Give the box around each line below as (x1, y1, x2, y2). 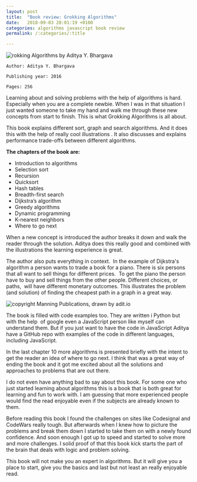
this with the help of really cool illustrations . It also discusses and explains (6, 131, 186, 138)
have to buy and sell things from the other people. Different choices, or (6, 276, 178, 283)
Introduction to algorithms (14, 160, 78, 167)
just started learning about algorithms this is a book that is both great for (6, 385, 182, 392)
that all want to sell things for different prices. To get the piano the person (6, 270, 186, 278)
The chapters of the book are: (6, 148, 81, 156)
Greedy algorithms (14, 204, 60, 211)
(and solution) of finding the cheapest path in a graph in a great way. (6, 289, 172, 296)
